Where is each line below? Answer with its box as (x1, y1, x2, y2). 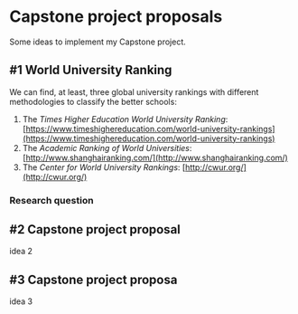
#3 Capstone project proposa (9, 271, 178, 287)
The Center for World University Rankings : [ (22, 161, 186, 173)
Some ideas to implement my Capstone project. (9, 36, 187, 47)
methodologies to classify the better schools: (9, 96, 178, 107)
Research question (9, 194, 94, 206)
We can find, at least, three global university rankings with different (9, 86, 259, 97)
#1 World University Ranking (9, 62, 172, 78)
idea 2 (9, 246, 33, 257)
